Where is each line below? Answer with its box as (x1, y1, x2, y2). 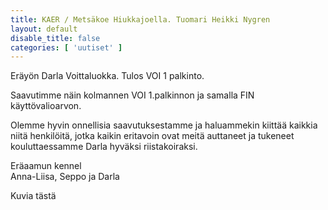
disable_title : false (10, 33, 101, 43)
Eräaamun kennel (10, 160, 82, 172)
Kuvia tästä (10, 190, 57, 202)
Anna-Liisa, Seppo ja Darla (10, 171, 120, 183)
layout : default (10, 24, 78, 34)
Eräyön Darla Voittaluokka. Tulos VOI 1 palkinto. (10, 70, 205, 82)
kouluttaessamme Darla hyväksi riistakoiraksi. (10, 141, 198, 153)
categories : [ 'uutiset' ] (10, 42, 123, 53)
